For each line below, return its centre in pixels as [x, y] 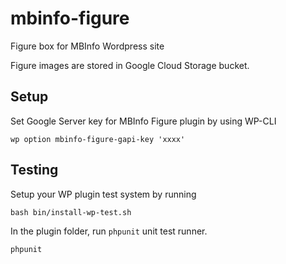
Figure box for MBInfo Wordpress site [87, 46]
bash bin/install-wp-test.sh [71, 212]
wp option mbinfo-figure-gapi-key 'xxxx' [98, 139]
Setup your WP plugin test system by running [103, 194]
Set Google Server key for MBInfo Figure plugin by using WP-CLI [143, 121]
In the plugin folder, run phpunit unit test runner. [109, 231]
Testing [34, 170]
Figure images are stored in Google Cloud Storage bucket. [130, 65]
